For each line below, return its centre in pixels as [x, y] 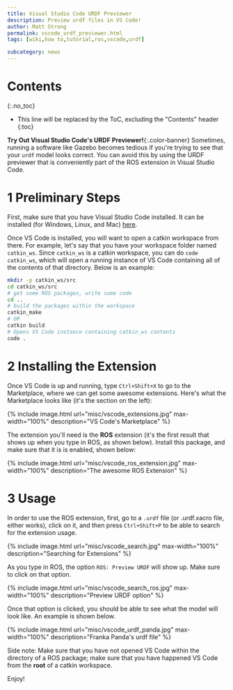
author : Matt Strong [37, 26]
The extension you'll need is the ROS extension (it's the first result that [109, 435]
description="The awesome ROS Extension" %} [119, 470]
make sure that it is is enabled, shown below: [72, 449]
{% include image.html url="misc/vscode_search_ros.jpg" [90, 588]
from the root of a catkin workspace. [60, 665]
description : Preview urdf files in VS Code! [74, 20]
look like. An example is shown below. [62, 616]
